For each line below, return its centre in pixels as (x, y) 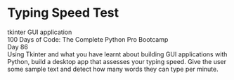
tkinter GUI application (40, 32)
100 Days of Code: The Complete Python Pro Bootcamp (88, 39)
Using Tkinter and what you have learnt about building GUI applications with (117, 54)
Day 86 (18, 47)
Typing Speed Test (63, 13)
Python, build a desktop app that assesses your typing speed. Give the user (117, 61)
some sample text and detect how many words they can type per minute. (113, 69)
